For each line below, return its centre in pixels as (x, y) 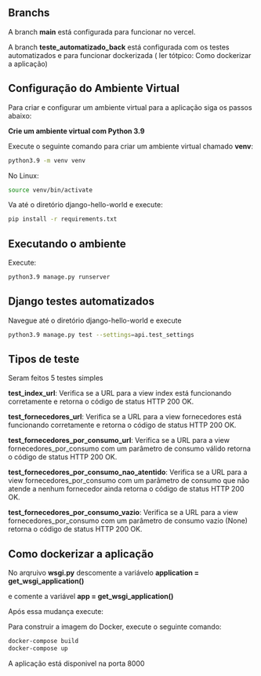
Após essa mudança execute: (56, 612)
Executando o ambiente (67, 244)
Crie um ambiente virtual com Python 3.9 (76, 131)
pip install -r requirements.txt (63, 219)
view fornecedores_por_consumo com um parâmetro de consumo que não (129, 481)
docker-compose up (38, 649)
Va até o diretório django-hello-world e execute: (85, 205)
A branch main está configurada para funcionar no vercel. (102, 31)
